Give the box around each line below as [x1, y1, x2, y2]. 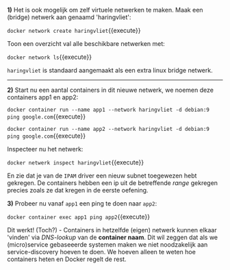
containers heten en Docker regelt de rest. [7, 255, 127, 263]
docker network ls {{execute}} [7, 53, 92, 61]
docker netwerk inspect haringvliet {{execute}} [7, 158, 144, 167]
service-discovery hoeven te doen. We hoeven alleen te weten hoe [7, 248, 196, 256]
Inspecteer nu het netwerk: [7, 145, 84, 153]
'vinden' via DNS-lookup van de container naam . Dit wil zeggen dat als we [7, 233, 218, 241]
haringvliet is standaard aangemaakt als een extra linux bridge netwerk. [7, 66, 214, 74]
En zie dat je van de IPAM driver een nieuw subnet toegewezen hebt [7, 171, 197, 180]
